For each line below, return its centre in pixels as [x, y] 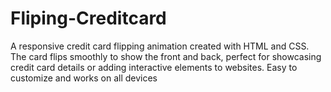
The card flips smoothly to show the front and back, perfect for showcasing [166, 56]
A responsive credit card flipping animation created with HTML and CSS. [160, 46]
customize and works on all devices [84, 78]
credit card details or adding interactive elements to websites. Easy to [154, 67]
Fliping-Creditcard [88, 18]
